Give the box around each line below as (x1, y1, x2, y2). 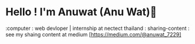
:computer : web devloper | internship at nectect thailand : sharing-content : (5, 25, 190, 32)
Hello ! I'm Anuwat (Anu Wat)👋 (5, 5, 157, 19)
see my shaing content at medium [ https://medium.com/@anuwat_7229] (5, 31, 181, 38)
